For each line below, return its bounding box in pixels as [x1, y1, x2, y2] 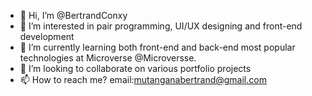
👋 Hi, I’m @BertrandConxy [19, 10, 128, 21]
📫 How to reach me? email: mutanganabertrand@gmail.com [19, 74, 267, 85]
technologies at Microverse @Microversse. [19, 52, 197, 64]
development [19, 31, 75, 42]
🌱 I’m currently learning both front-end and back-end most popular [19, 41, 296, 53]
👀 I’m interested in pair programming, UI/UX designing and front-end [19, 20, 303, 32]
